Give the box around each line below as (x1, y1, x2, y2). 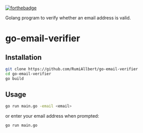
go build (5, 76, 24, 81)
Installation (5, 53, 42, 61)
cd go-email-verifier (5, 71, 52, 76)
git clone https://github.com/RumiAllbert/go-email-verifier (5, 66, 138, 72)
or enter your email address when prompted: (5, 113, 100, 119)
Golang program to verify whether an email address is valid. (5, 15, 131, 20)
